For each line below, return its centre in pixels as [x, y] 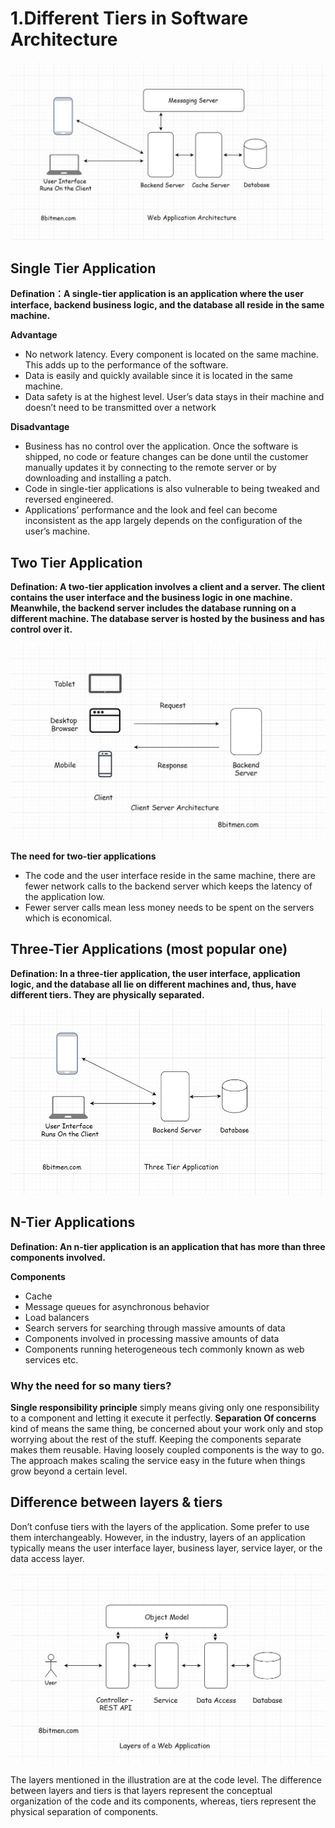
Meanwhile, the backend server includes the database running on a [153, 608]
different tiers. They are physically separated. [107, 994]
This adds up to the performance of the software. [126, 365]
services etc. [51, 1359]
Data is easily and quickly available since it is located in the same [158, 376]
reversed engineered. [69, 499]
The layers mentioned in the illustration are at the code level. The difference [166, 1780]
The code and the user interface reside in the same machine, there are [170, 875]
